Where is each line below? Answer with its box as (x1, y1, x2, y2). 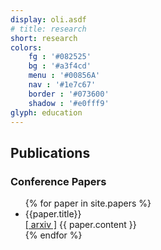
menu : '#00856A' (28, 71, 101, 81)
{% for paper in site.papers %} (24, 197, 152, 210)
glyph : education (10, 107, 83, 118)
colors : (10, 42, 43, 53)
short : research (10, 33, 78, 43)
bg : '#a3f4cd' (28, 61, 92, 71)
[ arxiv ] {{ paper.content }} (24, 219, 137, 231)
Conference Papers (10, 174, 107, 188)
